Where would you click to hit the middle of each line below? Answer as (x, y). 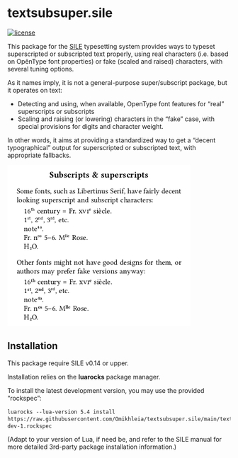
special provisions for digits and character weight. (91, 126)
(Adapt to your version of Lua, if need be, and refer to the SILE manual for (114, 439)
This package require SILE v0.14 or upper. (68, 363)
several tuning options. (41, 69)
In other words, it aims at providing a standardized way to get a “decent (112, 140)
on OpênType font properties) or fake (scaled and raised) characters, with (115, 61)
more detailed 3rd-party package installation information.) (92, 447)
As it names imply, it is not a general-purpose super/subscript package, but (118, 82)
